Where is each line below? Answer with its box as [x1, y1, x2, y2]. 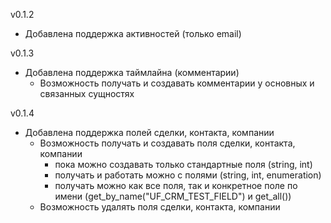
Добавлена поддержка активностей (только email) [24, 28, 242, 39]
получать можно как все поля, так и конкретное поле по [54, 180, 298, 191]
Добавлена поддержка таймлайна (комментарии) [24, 67, 240, 78]
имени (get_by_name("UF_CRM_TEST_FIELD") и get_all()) [54, 190, 292, 202]
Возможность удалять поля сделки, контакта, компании [39, 201, 281, 213]
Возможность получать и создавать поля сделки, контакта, [39, 137, 296, 149]
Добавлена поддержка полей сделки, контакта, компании [24, 127, 275, 138]
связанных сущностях [39, 88, 135, 99]
